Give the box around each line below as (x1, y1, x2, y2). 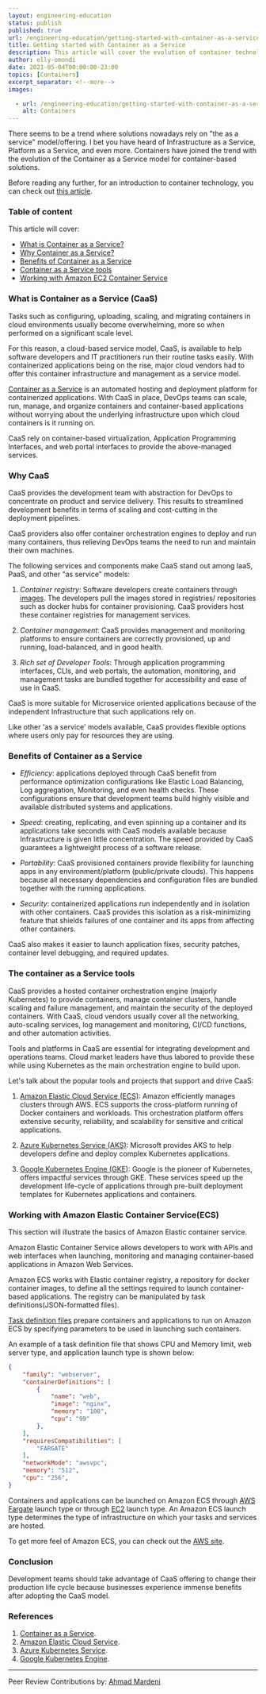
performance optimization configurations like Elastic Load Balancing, (19, 777, 244, 787)
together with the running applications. (19, 884, 146, 893)
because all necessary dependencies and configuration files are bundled (19, 875, 258, 885)
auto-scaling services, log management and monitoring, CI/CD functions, (8, 1019, 247, 1029)
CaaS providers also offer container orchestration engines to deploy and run (8, 529, 257, 538)
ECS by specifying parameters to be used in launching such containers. (8, 1323, 241, 1334)
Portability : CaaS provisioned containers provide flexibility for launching (19, 858, 254, 868)
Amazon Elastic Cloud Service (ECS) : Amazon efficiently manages (19, 1091, 236, 1100)
